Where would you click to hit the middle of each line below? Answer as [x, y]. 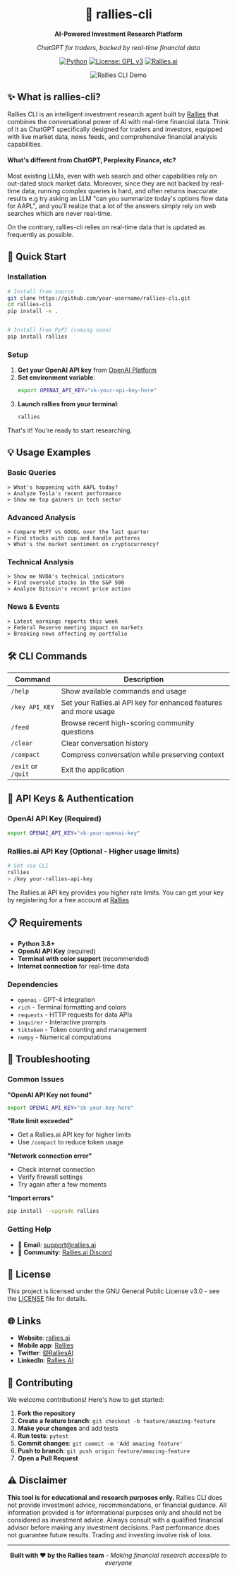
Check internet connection [56, 1170]
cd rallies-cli [30, 305]
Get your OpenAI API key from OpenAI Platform [87, 370]
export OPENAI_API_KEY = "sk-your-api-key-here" [87, 391]
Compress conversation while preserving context [142, 755]
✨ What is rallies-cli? [54, 97]
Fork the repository [46, 1413]
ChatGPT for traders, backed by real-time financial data [119, 47]
